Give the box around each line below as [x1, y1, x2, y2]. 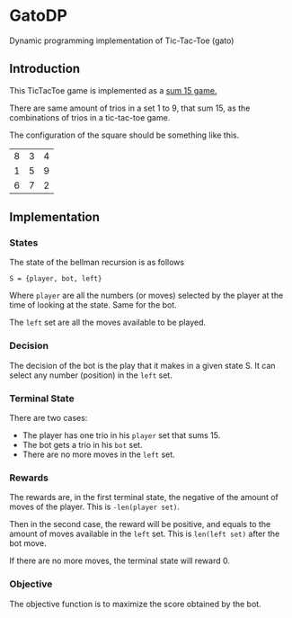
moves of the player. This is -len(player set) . [9, 501, 181, 513]
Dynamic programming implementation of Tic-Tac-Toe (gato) [9, 35, 234, 46]
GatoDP [9, 5, 67, 26]
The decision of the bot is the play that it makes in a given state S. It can [9, 360, 276, 371]
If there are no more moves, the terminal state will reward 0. [9, 555, 231, 567]
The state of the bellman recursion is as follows [9, 257, 185, 268]
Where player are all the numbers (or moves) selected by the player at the [9, 290, 284, 301]
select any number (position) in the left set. [9, 370, 173, 381]
